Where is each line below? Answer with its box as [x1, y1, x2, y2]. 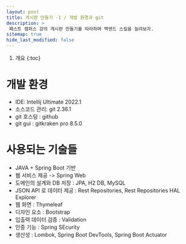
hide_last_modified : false [6, 37, 75, 43]
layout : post [6, 8, 39, 15]
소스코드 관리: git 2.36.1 [15, 105, 71, 113]
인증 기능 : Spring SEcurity [15, 223, 80, 231]
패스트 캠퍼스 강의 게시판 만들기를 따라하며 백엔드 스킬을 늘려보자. [8, 25, 154, 32]
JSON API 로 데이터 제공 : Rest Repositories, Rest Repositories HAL [15, 186, 181, 194]
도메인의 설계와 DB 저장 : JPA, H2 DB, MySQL [15, 179, 126, 186]
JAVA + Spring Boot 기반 [15, 164, 76, 171]
